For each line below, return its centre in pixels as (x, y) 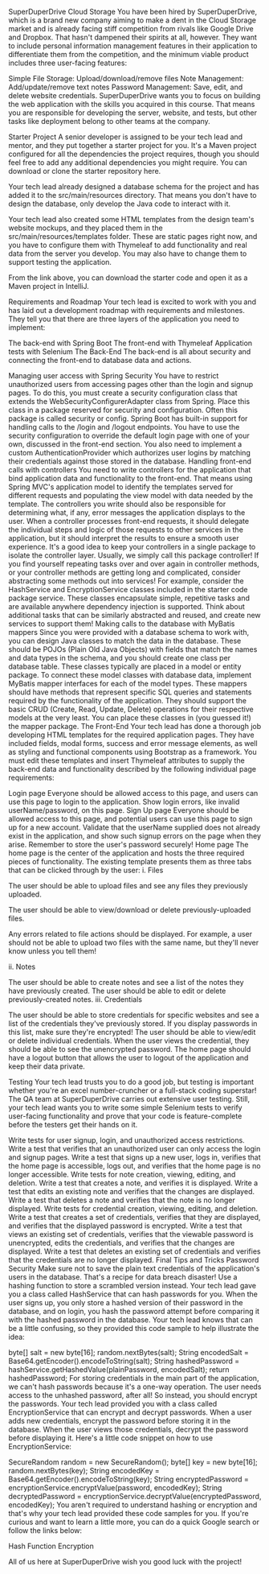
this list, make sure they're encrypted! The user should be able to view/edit (132, 1032)
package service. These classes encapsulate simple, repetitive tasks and (129, 598)
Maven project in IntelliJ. (49, 286)
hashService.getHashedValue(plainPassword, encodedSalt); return (119, 1370)
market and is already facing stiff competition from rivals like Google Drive (131, 29)
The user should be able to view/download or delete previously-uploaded (130, 910)
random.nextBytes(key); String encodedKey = (84, 1471)
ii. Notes (22, 966)
